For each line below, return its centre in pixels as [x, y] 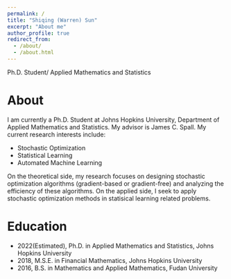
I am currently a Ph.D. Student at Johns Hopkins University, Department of [113, 120]
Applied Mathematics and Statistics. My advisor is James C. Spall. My [107, 127]
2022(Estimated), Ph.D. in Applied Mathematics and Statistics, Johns [115, 246]
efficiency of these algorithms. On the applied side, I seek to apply [102, 191]
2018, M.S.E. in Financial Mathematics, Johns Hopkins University [110, 260]
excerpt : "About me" [37, 26]
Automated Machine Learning [60, 162]
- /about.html [34, 53]
